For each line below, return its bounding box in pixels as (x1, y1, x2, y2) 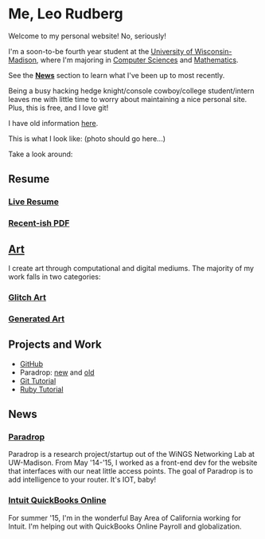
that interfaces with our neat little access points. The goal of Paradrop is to (8, 466, 253, 476)
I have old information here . (8, 118, 99, 128)
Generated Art (8, 313, 65, 324)
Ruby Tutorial (19, 384, 64, 394)
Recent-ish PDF (8, 218, 70, 229)
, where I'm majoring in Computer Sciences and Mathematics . (36, 55, 239, 65)
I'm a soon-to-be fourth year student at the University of (8, 46, 193, 56)
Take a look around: (8, 149, 73, 159)
